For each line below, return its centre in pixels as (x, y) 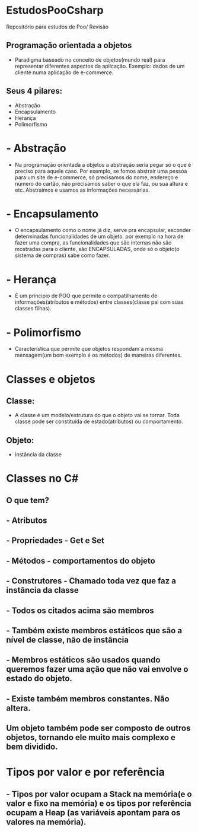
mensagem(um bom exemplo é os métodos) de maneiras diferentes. (98, 355)
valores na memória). (46, 822)
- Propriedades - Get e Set (55, 541)
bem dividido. (32, 747)
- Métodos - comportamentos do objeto (81, 561)
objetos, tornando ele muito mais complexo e (91, 737)
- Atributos (27, 521)
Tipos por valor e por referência (85, 772)
